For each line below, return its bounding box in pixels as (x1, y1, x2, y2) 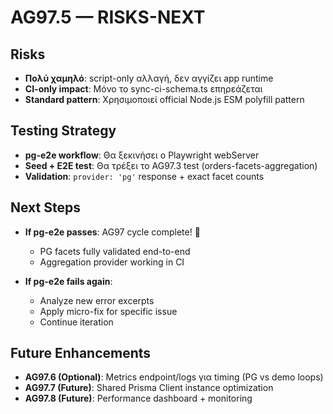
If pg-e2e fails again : (24, 275, 113, 287)
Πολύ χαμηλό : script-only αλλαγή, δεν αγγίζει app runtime (24, 72, 274, 84)
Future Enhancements (10, 345, 152, 362)
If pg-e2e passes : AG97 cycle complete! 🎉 (24, 226, 201, 238)
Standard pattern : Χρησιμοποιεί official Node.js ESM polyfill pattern (24, 94, 305, 105)
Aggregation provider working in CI (39, 256, 185, 268)
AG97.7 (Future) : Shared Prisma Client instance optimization (24, 382, 274, 394)
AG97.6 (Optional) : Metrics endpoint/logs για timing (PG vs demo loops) (24, 371, 324, 383)
